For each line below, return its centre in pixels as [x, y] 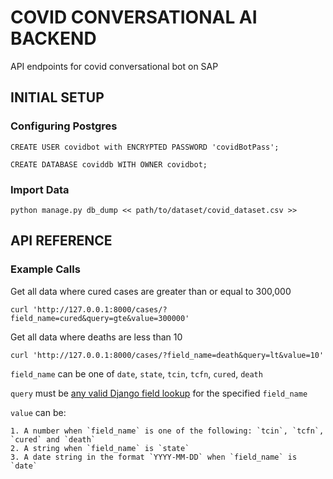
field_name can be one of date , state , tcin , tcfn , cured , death [136, 373]
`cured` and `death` [53, 439]
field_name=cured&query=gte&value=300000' [100, 318]
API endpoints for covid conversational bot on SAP [114, 66]
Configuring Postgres [64, 126]
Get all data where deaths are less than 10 [96, 337]
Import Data [40, 189]
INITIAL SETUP [57, 97]
